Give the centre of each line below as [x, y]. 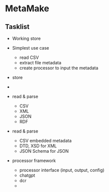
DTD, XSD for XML [38, 146]
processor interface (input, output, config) [62, 170]
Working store [26, 38]
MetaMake [27, 9]
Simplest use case [31, 48]
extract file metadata [40, 63]
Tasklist [17, 27]
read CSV [29, 57]
